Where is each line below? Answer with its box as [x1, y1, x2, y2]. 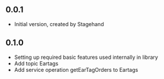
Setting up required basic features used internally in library [14, 53, 159, 61]
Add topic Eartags [14, 59, 59, 67]
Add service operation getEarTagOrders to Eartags [14, 66, 138, 73]
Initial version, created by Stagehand [14, 20, 105, 27]
